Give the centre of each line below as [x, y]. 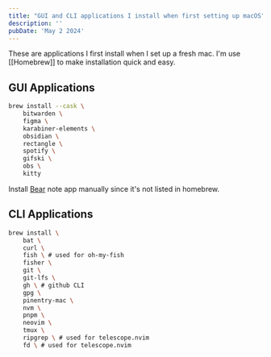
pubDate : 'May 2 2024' [46, 31]
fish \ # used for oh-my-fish [74, 255]
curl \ [34, 248]
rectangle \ [43, 143]
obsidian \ [41, 136]
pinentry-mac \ [48, 300]
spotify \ [40, 151]
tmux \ [34, 330]
